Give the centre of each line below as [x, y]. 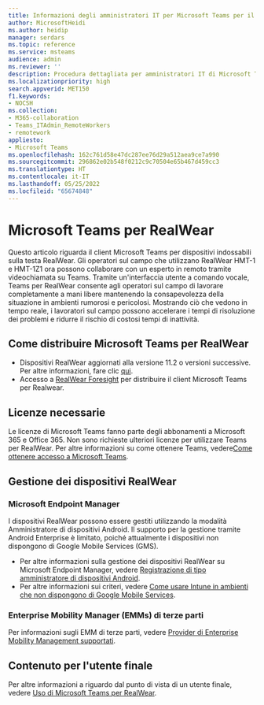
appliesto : [26, 140]
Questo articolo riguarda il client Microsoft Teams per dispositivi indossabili [130, 252]
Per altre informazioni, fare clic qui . [76, 371]
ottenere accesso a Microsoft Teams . [68, 457]
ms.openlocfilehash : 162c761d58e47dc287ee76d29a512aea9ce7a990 [114, 154]
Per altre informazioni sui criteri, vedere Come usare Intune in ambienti [134, 586]
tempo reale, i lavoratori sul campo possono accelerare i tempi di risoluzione [132, 310]
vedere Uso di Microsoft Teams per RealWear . [82, 692]
